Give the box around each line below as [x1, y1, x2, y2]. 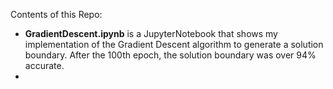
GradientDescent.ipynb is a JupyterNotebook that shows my [24, 28, 278, 39]
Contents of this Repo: [10, 9, 103, 20]
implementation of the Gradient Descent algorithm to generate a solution [24, 39, 324, 50]
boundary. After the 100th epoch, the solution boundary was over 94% [24, 49, 317, 61]
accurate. [24, 60, 65, 71]
